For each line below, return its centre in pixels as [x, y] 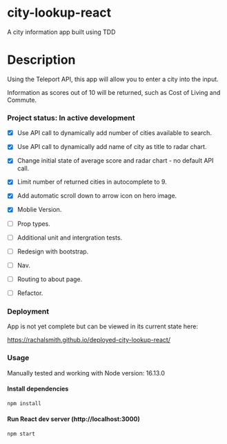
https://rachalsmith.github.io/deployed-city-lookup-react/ [89, 340]
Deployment [28, 311]
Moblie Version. [39, 210]
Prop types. [33, 224]
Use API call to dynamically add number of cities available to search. [115, 133]
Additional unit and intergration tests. [70, 238]
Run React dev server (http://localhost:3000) [73, 419]
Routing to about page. [50, 279]
